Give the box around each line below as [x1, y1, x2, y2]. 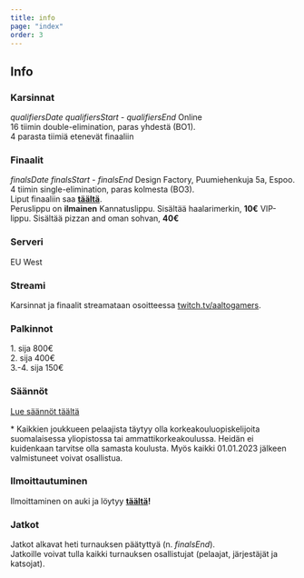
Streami [10, 279, 46, 292]
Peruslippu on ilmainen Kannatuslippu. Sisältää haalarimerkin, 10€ [10, 204, 259, 214]
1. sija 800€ [10, 343, 54, 354]
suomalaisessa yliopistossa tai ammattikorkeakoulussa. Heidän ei [10, 433, 254, 443]
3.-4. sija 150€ [10, 363, 64, 374]
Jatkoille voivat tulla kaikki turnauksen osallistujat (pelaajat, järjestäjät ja [10, 549, 279, 560]
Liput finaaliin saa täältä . [10, 194, 103, 204]
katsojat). [10, 558, 45, 569]
